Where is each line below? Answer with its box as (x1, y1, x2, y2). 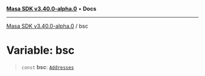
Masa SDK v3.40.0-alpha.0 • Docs (6, 5, 96, 12)
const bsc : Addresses (21, 63, 74, 71)
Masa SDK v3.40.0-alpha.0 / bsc (6, 22, 88, 30)
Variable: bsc (6, 43, 75, 57)
